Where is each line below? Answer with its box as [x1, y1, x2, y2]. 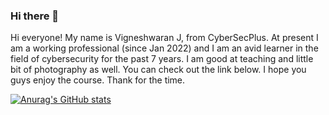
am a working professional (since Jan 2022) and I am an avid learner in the [10, 42, 319, 54]
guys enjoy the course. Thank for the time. [10, 74, 186, 86]
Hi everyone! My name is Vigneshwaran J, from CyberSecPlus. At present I [10, 32, 319, 44]
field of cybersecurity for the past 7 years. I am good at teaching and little [10, 53, 314, 65]
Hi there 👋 [10, 9, 60, 23]
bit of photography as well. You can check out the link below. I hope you [10, 64, 307, 76]
